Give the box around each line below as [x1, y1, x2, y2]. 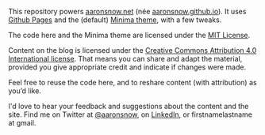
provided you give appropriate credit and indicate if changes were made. [8, 62, 247, 72]
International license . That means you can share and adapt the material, [8, 54, 243, 63]
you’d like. [8, 86, 42, 96]
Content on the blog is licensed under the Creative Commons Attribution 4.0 [8, 46, 257, 54]
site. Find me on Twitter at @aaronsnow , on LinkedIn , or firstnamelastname [8, 110, 252, 119]
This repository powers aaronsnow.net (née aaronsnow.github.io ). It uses [8, 7, 247, 16]
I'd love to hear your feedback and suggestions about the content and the [8, 102, 249, 111]
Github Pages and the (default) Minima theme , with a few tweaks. [8, 15, 222, 24]
